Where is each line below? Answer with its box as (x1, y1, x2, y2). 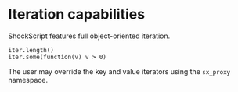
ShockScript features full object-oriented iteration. (8, 31, 171, 41)
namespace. (8, 75, 49, 84)
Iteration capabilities (8, 5, 146, 23)
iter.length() (8, 46, 55, 54)
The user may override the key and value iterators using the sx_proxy (8, 66, 231, 76)
